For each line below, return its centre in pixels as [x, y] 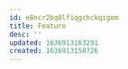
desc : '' [26, 34]
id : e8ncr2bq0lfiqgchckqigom [64, 17]
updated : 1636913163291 [54, 43]
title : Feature [38, 26]
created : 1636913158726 [54, 51]
